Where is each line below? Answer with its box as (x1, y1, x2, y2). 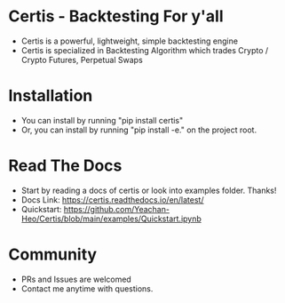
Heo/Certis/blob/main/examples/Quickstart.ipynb (20, 213, 202, 224)
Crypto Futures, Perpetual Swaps (20, 54, 143, 65)
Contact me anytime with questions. (20, 283, 154, 294)
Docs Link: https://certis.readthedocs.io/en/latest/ (20, 194, 204, 205)
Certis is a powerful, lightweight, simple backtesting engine (20, 36, 239, 46)
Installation (8, 86, 93, 106)
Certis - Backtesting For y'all (8, 6, 224, 27)
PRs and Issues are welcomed (20, 274, 132, 284)
